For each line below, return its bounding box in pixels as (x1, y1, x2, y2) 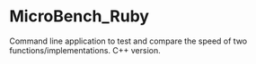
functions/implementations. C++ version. (9, 44, 161, 55)
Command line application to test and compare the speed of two (9, 36, 248, 46)
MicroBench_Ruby (9, 6, 150, 27)
